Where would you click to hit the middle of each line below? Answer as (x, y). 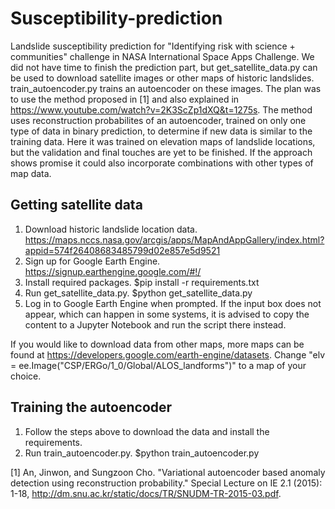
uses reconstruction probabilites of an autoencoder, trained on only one (158, 120)
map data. (31, 173)
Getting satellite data (76, 205)
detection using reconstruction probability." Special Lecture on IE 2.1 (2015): (166, 483)
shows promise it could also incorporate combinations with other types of (162, 163)
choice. (26, 376)
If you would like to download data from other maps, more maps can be (157, 344)
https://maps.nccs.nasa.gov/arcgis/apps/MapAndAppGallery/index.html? (174, 239)
